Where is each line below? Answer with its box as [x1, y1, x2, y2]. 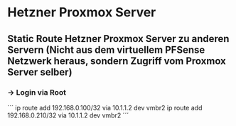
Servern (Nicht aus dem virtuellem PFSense [7, 43, 205, 56]
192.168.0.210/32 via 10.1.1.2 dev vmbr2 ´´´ [7, 111, 129, 120]
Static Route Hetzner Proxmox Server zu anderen [7, 33, 230, 45]
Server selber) [7, 65, 73, 78]
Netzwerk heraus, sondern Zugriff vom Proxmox [7, 55, 226, 67]
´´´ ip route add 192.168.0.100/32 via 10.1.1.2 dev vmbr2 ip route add [7, 103, 203, 112]
